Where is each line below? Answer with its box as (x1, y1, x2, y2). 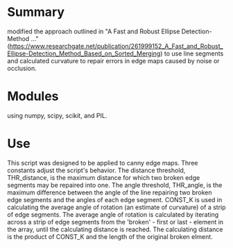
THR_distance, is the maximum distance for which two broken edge (7, 173, 200, 181)
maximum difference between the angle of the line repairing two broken (7, 188, 212, 197)
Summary (7, 4, 64, 20)
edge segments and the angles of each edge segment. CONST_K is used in (7, 195, 223, 204)
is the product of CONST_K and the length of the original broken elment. (7, 232, 213, 240)
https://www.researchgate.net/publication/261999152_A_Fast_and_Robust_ (9, 42, 223, 50)
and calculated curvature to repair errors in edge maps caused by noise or (7, 56, 220, 65)
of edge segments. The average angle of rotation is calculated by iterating (7, 210, 219, 219)
